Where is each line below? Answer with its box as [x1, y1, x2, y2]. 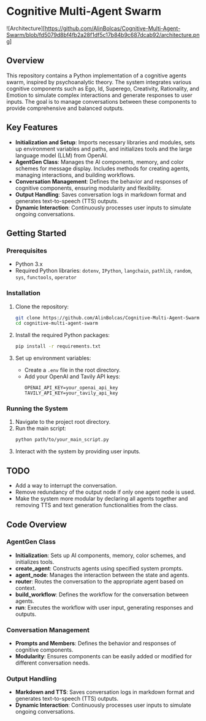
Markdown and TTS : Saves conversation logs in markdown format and [15, 688, 195, 696]
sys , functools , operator [15, 273, 77, 281]
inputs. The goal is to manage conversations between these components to [6, 98, 197, 105]
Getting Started [6, 228, 67, 238]
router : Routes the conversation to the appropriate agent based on [15, 577, 184, 585]
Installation [6, 289, 41, 297]
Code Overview [6, 519, 67, 529]
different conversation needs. [15, 659, 90, 667]
